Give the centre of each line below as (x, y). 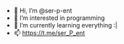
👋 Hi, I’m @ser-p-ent (43, 11)
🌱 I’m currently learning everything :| (65, 25)
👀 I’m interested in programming (59, 18)
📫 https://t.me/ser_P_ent (49, 33)
